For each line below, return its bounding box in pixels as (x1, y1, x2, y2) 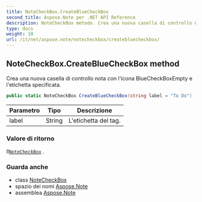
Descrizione (77, 106, 112, 114)
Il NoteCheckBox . (6, 147, 45, 155)
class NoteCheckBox (14, 176, 67, 183)
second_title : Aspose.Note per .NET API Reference (6, 14, 136, 20)
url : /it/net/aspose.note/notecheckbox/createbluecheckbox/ (6, 37, 161, 43)
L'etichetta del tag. (68, 116, 121, 125)
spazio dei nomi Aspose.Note (14, 183, 88, 190)
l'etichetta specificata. (6, 81, 61, 88)
